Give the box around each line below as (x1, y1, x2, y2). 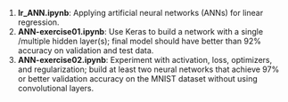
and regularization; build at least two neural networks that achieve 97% (17, 64, 280, 75)
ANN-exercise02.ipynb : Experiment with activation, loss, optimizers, (17, 55, 273, 65)
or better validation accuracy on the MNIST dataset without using (17, 74, 259, 83)
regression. (17, 17, 60, 27)
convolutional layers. (17, 83, 95, 93)
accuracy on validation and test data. (17, 45, 154, 56)
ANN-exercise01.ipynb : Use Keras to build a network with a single (17, 27, 264, 36)
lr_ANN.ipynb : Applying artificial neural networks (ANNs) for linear (17, 8, 264, 18)
